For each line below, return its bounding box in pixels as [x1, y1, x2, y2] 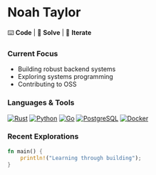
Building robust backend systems [17, 65, 116, 73]
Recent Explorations [7, 132, 79, 142]
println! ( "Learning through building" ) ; [20, 154, 142, 161]
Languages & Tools [7, 97, 75, 107]
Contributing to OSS [17, 80, 77, 89]
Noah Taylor [7, 4, 81, 21]
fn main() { [7, 147, 43, 155]
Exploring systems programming [17, 73, 114, 81]
